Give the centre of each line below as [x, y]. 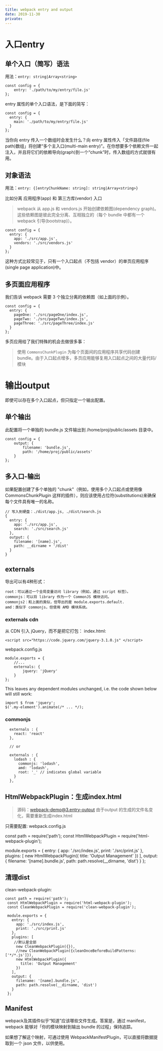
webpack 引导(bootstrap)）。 [46, 221]
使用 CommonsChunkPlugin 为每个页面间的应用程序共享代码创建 [79, 352]
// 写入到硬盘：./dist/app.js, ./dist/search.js [53, 512]
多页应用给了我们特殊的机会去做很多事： [46, 342]
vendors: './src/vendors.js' [43, 243]
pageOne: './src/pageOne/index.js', [51, 315]
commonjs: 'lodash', [39, 763]
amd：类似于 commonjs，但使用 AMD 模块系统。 [47, 607]
